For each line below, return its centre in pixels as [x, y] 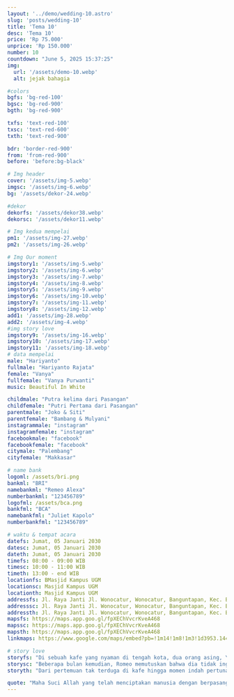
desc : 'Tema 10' [31, 33]
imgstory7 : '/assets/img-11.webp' [57, 303]
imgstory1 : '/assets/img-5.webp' [56, 263]
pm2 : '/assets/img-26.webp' [48, 245]
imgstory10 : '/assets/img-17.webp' [59, 342]
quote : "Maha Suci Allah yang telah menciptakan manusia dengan [102, 683]
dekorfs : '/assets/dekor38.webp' [56, 213]
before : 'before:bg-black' [46, 162]
